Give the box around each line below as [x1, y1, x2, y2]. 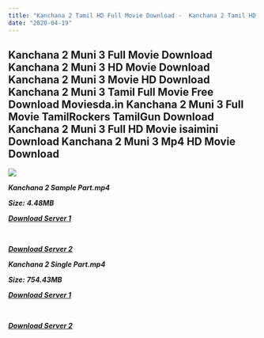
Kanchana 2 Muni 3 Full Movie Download [8, 48, 213, 62]
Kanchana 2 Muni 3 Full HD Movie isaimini [8, 122, 219, 135]
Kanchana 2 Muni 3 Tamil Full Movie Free [8, 85, 214, 99]
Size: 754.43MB [8, 275, 62, 285]
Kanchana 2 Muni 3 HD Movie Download [8, 60, 210, 74]
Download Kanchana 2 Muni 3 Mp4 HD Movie [8, 135, 236, 148]
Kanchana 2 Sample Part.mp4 [8, 183, 111, 192]
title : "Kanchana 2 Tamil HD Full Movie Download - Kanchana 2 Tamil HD [8, 11, 257, 20]
